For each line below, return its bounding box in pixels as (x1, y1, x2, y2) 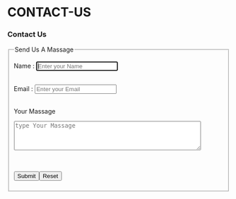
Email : (13, 85, 33, 93)
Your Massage (13, 107, 56, 116)
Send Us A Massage (14, 45, 74, 54)
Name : (13, 61, 35, 71)
